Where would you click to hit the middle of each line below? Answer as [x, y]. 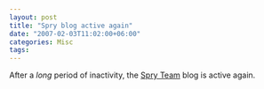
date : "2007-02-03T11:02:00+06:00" [75, 33]
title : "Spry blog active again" [71, 26]
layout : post [33, 17]
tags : [19, 50]
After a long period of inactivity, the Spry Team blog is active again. [132, 75]
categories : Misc [41, 42]
